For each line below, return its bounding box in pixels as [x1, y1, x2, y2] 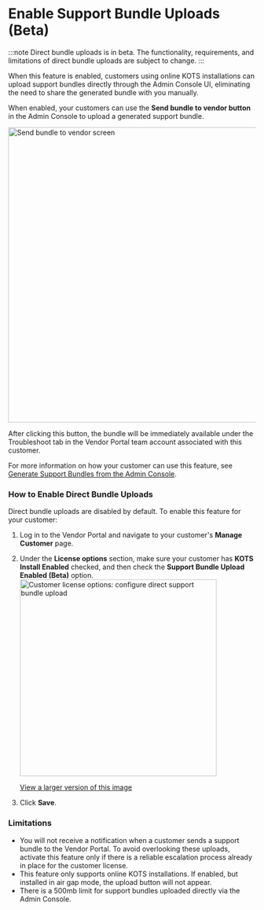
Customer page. [19, 538, 74, 548]
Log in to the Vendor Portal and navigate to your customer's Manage [19, 531, 243, 540]
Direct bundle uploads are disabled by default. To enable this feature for [8, 507, 241, 516]
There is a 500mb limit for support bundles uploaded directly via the [19, 886, 240, 895]
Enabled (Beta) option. [19, 571, 94, 580]
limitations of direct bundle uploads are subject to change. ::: [8, 56, 205, 65]
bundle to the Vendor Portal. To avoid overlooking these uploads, [19, 844, 230, 853]
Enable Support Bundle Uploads [8, 5, 221, 23]
